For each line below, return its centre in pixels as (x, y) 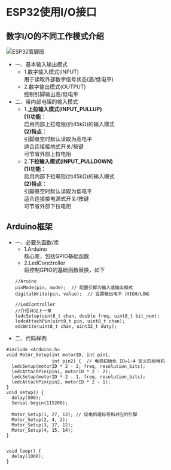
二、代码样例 (30, 338)
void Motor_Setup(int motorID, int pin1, (59, 355)
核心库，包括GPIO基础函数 (57, 256)
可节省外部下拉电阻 (48, 206)
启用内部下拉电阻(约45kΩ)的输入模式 (69, 176)
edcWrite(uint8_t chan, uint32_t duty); (66, 326)
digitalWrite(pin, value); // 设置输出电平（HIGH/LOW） (83, 294)
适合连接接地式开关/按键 (54, 146)
